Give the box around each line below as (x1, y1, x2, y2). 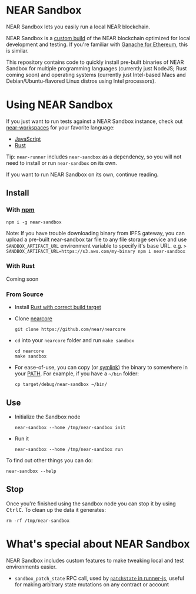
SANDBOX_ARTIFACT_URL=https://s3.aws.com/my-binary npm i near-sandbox (6, 248, 185, 254)
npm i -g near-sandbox (6, 219, 62, 225)
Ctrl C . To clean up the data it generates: (6, 506, 107, 513)
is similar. (6, 47, 29, 54)
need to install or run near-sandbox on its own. (6, 159, 118, 166)
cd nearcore (14, 348, 44, 355)
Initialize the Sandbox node (14, 413, 81, 420)
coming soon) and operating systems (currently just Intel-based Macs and (6, 71, 187, 78)
